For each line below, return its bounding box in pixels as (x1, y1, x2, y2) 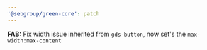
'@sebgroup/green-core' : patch (7, 10, 100, 18)
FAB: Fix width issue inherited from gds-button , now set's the (7, 30, 186, 38)
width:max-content (7, 37, 62, 44)
